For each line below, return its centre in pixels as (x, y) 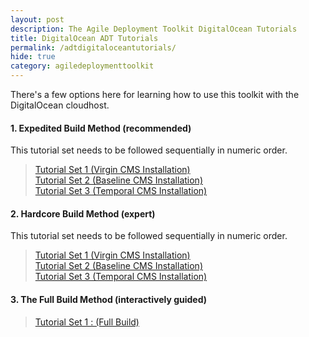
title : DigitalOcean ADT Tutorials (84, 38)
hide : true (33, 57)
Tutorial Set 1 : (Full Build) (87, 322)
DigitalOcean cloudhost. (60, 105)
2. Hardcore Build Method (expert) (83, 213)
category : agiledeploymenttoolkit (82, 66)
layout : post (37, 19)
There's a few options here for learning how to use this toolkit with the (155, 94)
